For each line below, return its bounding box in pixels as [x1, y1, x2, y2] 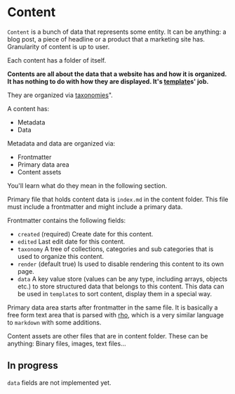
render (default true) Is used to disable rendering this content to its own [17, 260, 224, 268]
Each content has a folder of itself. [7, 56, 107, 64]
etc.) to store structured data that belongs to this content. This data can [17, 282, 224, 291]
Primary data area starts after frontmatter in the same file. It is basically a [7, 303, 218, 312]
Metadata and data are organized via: [7, 139, 116, 148]
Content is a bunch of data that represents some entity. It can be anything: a [7, 27, 227, 36]
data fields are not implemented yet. [7, 378, 112, 387]
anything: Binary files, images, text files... [7, 339, 126, 348]
